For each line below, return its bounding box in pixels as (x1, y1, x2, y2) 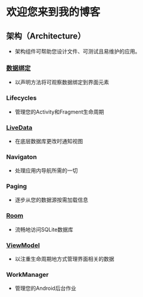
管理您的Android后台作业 (14, 285, 76, 292)
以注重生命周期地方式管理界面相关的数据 (14, 255, 114, 263)
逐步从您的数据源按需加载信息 (14, 197, 88, 204)
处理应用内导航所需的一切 (14, 167, 78, 174)
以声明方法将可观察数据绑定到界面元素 (14, 78, 109, 86)
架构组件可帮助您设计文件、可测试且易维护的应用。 (14, 48, 141, 55)
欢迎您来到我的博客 (6, 5, 101, 19)
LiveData (6, 123, 33, 131)
